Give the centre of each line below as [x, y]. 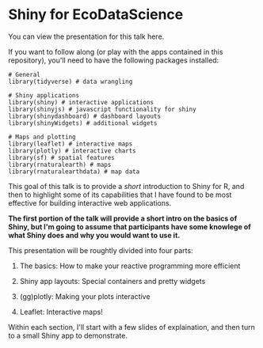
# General [25, 74]
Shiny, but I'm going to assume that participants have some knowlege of [130, 226]
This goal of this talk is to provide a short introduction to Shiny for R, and [126, 186]
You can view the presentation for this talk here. [86, 36]
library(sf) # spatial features [61, 157]
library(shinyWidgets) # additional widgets [83, 123]
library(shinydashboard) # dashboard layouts [84, 116]
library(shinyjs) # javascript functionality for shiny [102, 109]
